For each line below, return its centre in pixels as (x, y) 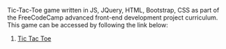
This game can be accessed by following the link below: (88, 25)
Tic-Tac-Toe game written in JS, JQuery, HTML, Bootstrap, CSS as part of (113, 10)
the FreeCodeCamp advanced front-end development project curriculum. (113, 17)
